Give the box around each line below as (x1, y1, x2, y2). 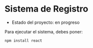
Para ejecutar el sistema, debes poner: (4, 29, 83, 34)
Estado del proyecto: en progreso (11, 19, 80, 25)
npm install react (4, 38, 42, 43)
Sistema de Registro (4, 3, 89, 15)
